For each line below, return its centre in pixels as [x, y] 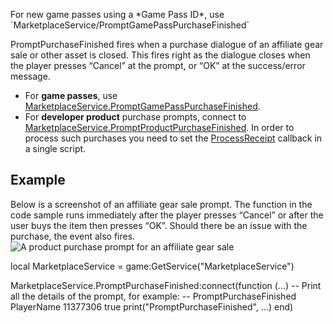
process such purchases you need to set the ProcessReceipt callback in [173, 138]
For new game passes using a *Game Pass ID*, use [117, 14]
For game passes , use [71, 95]
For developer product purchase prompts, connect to [135, 117]
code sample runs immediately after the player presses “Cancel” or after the [167, 215]
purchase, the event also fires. [73, 236]
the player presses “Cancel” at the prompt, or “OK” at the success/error [158, 65]
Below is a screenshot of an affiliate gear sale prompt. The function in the [161, 204]
